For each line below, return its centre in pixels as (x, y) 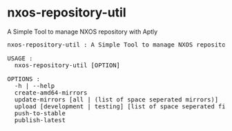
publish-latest (40, 120)
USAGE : (20, 58)
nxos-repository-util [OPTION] (67, 65)
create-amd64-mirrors (51, 93)
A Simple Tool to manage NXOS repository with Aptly (83, 32)
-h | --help (35, 86)
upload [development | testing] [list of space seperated (115, 106)
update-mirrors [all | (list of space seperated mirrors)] (116, 99)
